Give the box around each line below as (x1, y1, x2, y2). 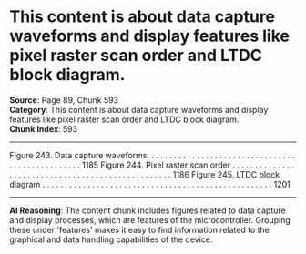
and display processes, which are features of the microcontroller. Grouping (9, 214, 291, 225)
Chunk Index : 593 (9, 123, 78, 134)
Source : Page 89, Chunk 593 (9, 94, 119, 106)
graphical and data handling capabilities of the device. (9, 234, 213, 245)
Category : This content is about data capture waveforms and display (9, 104, 269, 115)
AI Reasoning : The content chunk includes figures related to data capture (9, 205, 286, 216)
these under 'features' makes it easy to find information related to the (9, 224, 270, 235)
